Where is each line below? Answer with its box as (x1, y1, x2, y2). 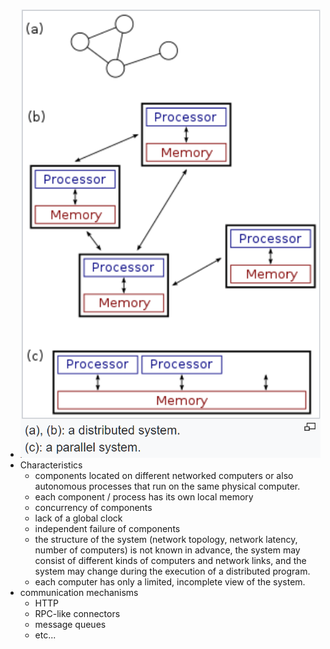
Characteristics (19, 459, 83, 471)
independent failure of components (34, 523, 181, 535)
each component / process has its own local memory (34, 491, 254, 503)
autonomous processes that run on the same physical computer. (34, 480, 301, 493)
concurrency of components (34, 502, 153, 514)
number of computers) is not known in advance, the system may (34, 544, 301, 556)
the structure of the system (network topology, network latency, (34, 534, 298, 546)
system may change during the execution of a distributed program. (34, 565, 311, 578)
